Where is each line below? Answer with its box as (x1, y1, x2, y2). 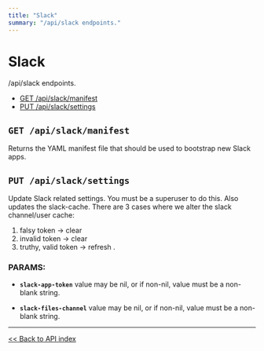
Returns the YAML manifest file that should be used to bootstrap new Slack (8, 144, 251, 153)
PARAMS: (8, 261, 46, 272)
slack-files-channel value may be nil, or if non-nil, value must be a (19, 303, 238, 313)
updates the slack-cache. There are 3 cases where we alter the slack (8, 202, 232, 212)
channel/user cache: (8, 210, 75, 220)
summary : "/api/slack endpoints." (8, 19, 122, 27)
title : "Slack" (8, 11, 58, 20)
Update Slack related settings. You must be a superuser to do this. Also (8, 194, 239, 203)
